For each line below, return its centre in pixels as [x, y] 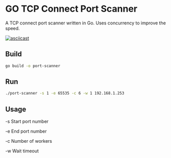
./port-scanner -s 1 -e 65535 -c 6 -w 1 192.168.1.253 [65, 93]
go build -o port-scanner [33, 66]
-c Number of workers [29, 141]
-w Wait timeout [22, 151]
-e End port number [26, 131]
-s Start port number [27, 121]
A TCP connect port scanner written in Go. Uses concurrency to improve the [86, 23]
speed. [13, 28]
